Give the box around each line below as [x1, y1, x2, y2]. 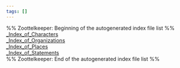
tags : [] [6, 8, 28, 15]
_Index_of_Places [6, 43, 48, 50]
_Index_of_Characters [6, 30, 59, 38]
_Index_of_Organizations [6, 37, 66, 44]
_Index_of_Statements [6, 49, 59, 56]
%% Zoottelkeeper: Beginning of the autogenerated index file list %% [6, 24, 175, 31]
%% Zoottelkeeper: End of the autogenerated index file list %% [6, 55, 160, 62]
